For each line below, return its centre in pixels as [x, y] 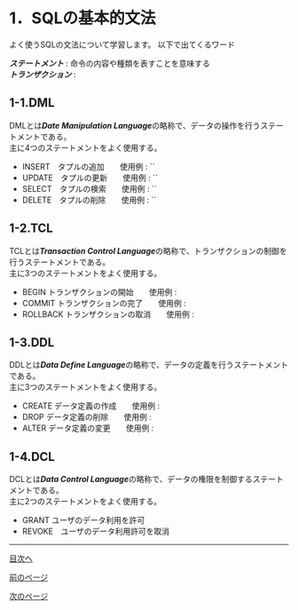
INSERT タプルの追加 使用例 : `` [88, 166]
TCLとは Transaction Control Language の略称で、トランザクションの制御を [148, 250]
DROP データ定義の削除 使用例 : [87, 417]
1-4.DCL [32, 457]
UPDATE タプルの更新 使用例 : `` [90, 178]
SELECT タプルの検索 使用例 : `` [89, 188]
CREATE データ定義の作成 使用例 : [91, 406]
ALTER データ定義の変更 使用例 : [88, 428]
